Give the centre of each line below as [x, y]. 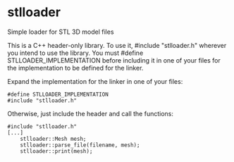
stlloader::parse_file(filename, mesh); [80, 145]
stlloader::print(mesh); [56, 151]
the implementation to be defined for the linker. [75, 68]
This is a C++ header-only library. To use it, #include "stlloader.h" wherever [117, 45]
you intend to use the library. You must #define [75, 53]
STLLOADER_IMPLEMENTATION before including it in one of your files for [114, 60]
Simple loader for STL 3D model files [61, 32]
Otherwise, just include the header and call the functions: [91, 113]
